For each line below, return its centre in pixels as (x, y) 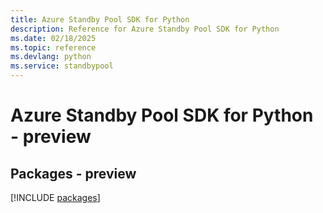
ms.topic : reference (53, 47)
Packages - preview (73, 173)
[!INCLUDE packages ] (55, 197)
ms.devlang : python (51, 57)
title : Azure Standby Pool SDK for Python (100, 19)
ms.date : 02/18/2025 (53, 38)
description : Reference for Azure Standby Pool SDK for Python (145, 29)
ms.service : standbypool (62, 66)
